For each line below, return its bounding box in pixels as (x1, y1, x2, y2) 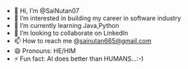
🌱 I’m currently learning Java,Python (13, 22, 119, 29)
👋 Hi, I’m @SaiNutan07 (13, 7, 79, 15)
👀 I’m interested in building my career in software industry (13, 14, 181, 22)
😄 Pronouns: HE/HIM (13, 47, 76, 55)
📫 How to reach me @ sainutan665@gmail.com (13, 37, 152, 45)
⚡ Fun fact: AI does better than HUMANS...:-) (13, 54, 144, 63)
